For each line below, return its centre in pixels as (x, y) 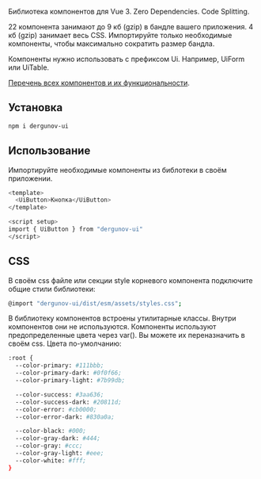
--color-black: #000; (51, 431)
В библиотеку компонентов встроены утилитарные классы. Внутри (122, 318)
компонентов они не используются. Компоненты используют (112, 327)
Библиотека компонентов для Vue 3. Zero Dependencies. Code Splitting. (129, 11)
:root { (21, 358)
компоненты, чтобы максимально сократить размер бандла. (112, 44)
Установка (36, 107)
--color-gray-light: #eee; (60, 454)
